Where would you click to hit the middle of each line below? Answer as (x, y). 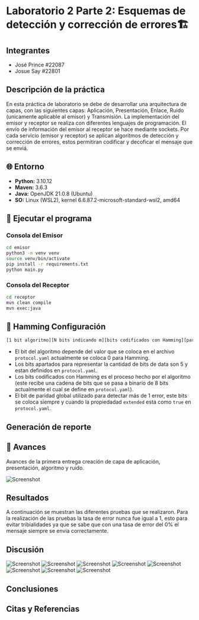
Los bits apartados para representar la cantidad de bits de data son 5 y (101, 364)
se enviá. (17, 148)
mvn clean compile (29, 303)
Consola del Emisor (35, 235)
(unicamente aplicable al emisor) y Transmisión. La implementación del (93, 116)
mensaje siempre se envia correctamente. (57, 531)
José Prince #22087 (40, 65)
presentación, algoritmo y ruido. (45, 468)
